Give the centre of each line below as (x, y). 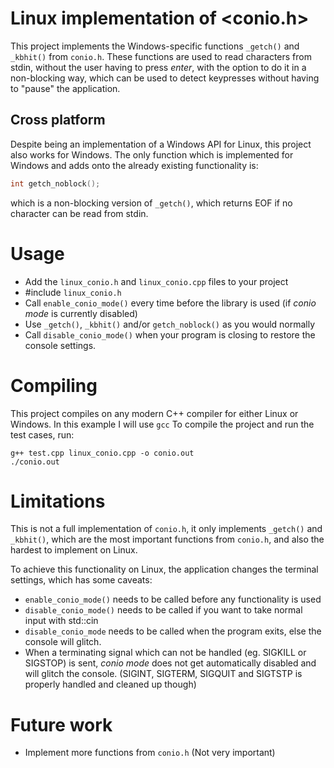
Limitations (58, 501)
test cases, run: (42, 434)
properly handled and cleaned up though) (110, 684)
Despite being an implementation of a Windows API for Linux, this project (161, 144)
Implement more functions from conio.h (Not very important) (150, 753)
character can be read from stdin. (79, 213)
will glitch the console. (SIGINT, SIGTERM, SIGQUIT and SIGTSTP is (163, 674)
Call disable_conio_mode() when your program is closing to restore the (170, 334)
